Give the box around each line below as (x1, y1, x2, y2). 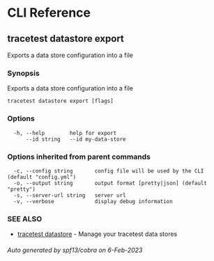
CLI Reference (7, 5, 91, 21)
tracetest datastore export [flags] (7, 97, 114, 105)
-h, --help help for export (13, 129, 117, 136)
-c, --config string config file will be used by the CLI (13, 167, 204, 175)
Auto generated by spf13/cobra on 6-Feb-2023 (7, 246, 143, 254)
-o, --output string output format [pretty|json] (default (13, 180, 208, 187)
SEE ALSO (7, 214, 43, 223)
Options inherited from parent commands (7, 152, 151, 161)
